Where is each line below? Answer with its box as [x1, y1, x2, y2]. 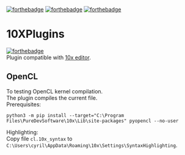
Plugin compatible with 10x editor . [6, 54, 92, 61]
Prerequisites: [6, 101, 42, 108]
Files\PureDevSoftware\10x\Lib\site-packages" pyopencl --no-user [6, 118, 179, 124]
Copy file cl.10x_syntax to [6, 135, 73, 142]
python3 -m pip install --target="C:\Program [6, 112, 124, 118]
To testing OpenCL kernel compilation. [6, 87, 103, 95]
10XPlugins [6, 27, 65, 41]
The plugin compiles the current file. [6, 94, 98, 101]
